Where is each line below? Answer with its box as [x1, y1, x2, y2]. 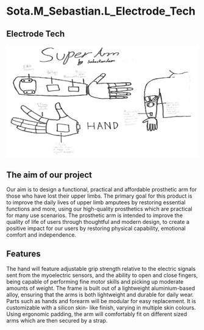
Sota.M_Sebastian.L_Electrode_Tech [6, 4, 196, 18]
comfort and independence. [6, 231, 77, 239]
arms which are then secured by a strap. [6, 317, 108, 324]
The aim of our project [6, 170, 93, 180]
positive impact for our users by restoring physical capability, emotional [6, 224, 186, 232]
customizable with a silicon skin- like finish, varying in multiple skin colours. [6, 304, 196, 311]
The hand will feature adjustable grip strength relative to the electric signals [6, 265, 196, 272]
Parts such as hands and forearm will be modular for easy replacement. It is [6, 297, 196, 304]
